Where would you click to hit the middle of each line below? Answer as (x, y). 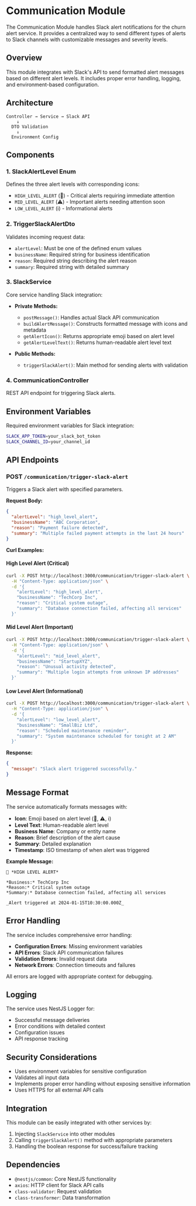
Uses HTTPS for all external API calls (59, 1090)
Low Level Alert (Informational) (45, 691)
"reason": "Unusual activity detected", (66, 667)
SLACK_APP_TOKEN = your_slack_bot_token (53, 436)
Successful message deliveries (52, 1020)
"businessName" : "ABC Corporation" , (56, 523)
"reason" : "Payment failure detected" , (60, 528)
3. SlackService (29, 282)
